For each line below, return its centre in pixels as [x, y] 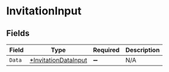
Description [142, 50]
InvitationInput [44, 11]
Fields [18, 33]
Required [106, 50]
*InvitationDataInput [58, 60]
